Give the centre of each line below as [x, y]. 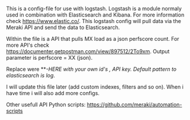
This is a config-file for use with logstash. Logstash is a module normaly [94, 9]
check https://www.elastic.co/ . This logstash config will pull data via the [94, 21]
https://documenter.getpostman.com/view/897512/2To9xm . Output [88, 51]
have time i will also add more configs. [53, 93]
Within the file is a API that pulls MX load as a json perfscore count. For [93, 39]
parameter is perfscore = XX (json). [49, 58]
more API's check [28, 45]
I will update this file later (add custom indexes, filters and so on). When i [95, 87]
